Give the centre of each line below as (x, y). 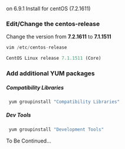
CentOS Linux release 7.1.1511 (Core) (54, 59)
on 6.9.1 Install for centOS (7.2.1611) (48, 9)
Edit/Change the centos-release (53, 24)
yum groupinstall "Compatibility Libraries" (64, 102)
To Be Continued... (29, 141)
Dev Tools (19, 115)
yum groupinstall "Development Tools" (56, 129)
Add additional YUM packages (51, 73)
